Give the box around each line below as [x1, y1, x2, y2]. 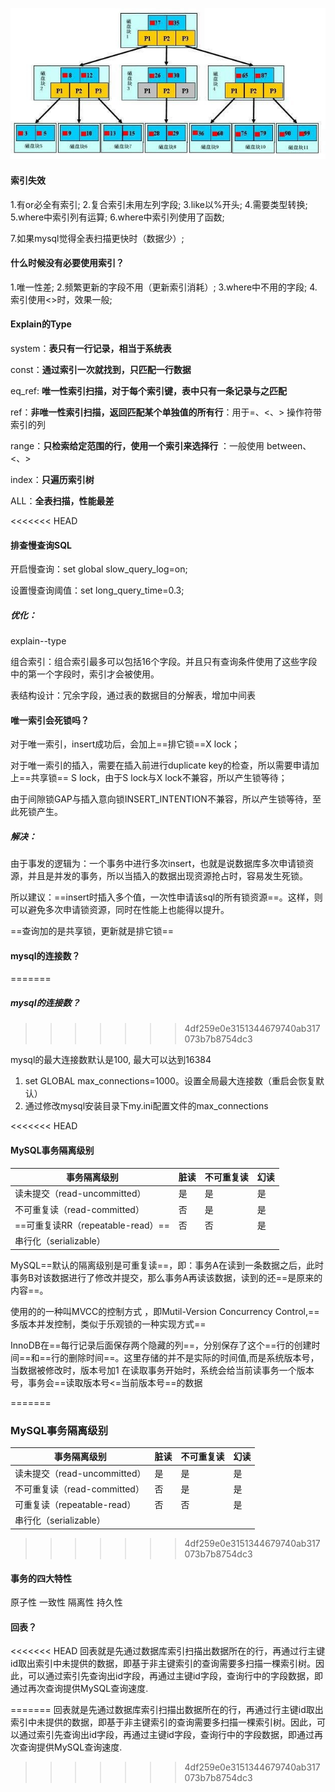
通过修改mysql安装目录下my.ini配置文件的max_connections [24, 1100, 269, 1112]
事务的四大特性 [10, 1572, 72, 1584]
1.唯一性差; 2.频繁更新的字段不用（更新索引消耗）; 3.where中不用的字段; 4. [10, 281, 318, 293]
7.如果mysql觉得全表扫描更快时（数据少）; [10, 232, 185, 244]
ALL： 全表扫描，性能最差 [10, 494, 115, 507]
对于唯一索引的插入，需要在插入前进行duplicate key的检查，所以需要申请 [10, 759, 311, 772]
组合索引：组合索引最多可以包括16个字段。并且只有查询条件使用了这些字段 [10, 656, 318, 668]
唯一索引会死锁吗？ [10, 714, 90, 726]
